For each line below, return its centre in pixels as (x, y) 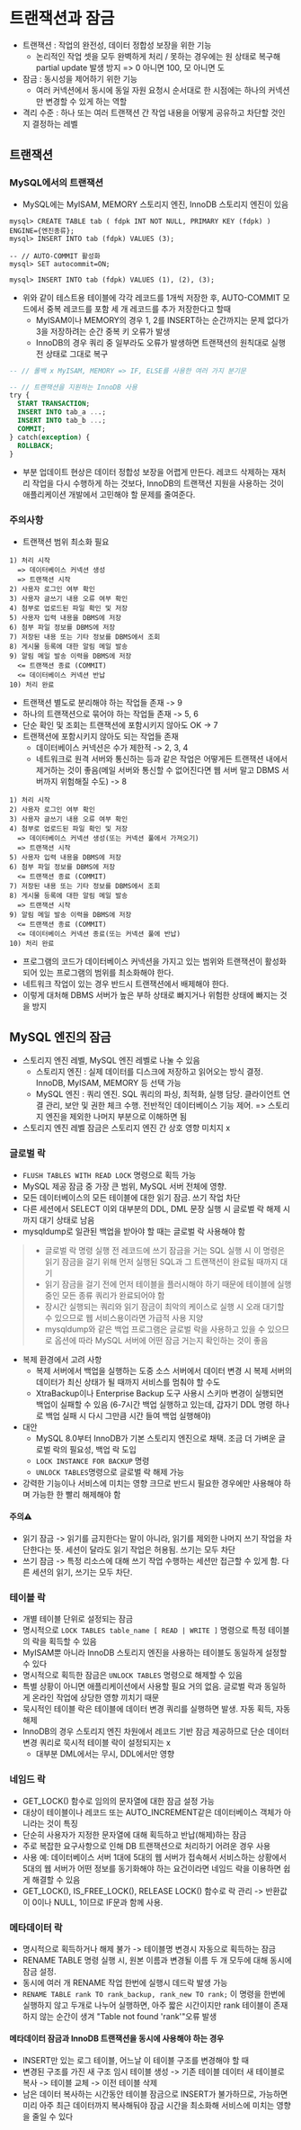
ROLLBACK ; (35, 445)
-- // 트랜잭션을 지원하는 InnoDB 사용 (73, 387)
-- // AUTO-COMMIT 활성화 (55, 256)
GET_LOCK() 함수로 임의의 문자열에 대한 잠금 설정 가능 (119, 1801)
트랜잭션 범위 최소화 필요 (66, 542)
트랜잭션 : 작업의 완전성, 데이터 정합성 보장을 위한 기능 (117, 45)
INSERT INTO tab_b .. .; (62, 420)
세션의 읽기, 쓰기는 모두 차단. (82, 1572)
